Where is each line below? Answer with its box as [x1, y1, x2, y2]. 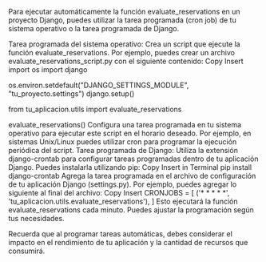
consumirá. [8, 246, 46, 256]
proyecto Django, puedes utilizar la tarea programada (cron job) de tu [8, 15, 237, 25]
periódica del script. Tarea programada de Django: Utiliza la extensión [8, 146, 238, 155]
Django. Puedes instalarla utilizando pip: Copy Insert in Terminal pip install [8, 163, 252, 171]
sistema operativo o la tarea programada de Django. [8, 24, 180, 33]
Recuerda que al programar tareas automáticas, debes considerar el [8, 229, 233, 239]
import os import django [8, 65, 88, 75]
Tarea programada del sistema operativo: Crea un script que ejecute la [8, 39, 241, 49]
